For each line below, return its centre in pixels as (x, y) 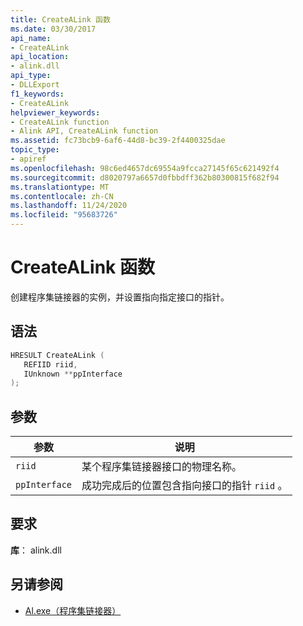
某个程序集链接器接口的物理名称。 (162, 467)
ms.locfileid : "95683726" (64, 215)
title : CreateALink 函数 (60, 19)
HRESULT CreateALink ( (57, 355)
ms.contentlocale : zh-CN (62, 196)
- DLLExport (35, 85)
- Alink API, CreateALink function (84, 131)
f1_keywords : (37, 94)
